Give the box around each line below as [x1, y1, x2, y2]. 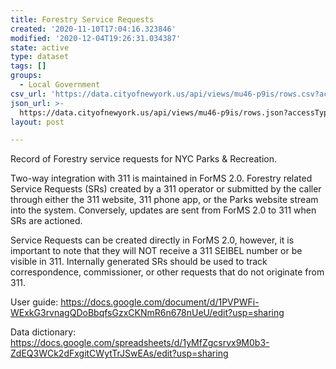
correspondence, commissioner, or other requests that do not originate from [10, 266, 325, 278]
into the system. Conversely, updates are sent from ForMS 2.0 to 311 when [10, 204, 317, 216]
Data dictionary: [10, 326, 77, 338]
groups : [10, 71, 43, 81]
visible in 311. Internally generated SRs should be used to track [10, 256, 268, 268]
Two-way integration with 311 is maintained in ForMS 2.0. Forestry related [10, 172, 313, 185]
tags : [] [10, 61, 47, 71]
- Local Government [19, 80, 101, 90]
